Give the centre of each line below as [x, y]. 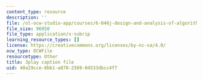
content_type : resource [36, 12]
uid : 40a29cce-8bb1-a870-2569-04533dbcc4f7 [62, 68]
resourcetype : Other [32, 57]
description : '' [27, 17]
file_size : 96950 [28, 29]
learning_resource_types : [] [43, 40]
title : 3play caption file [40, 62]
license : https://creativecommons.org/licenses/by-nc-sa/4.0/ [86, 46]
